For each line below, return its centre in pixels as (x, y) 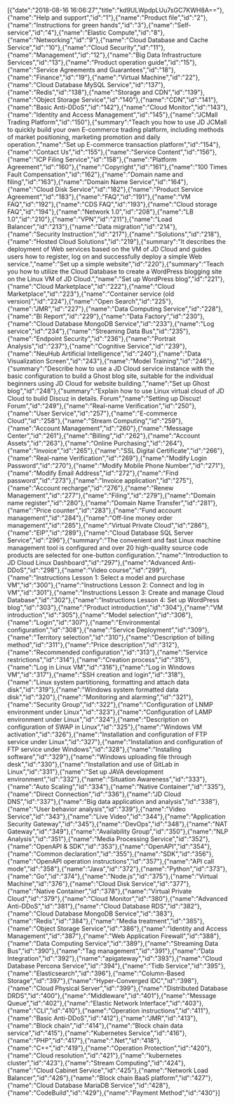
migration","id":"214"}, (145, 227)
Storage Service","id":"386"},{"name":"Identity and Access (142, 928)
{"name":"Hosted (32, 241)
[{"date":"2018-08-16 (38, 10)
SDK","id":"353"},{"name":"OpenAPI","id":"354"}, (140, 846)
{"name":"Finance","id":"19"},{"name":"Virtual (74, 77)
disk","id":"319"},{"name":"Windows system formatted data (93, 689)
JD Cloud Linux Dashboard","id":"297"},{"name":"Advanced (94, 563)
